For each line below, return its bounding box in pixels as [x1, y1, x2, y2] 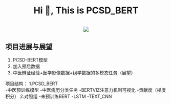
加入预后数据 [12, 64, 40, 69]
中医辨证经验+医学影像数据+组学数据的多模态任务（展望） [12, 70, 136, 76]
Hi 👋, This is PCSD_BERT [33, 5, 139, 16]
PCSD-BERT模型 [12, 57, 48, 63]
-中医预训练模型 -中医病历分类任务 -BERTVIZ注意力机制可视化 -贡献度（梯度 [5, 87, 166, 93]
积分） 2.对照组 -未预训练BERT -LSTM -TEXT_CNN [5, 93, 112, 99]
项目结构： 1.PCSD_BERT [5, 80, 58, 87]
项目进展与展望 [5, 42, 53, 51]
